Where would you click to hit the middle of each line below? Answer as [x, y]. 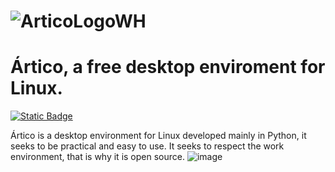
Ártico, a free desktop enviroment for [168, 67]
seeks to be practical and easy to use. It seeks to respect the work [147, 146]
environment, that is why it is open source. [97, 157]
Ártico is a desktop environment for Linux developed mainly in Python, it [158, 136]
